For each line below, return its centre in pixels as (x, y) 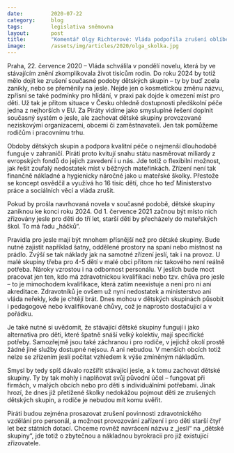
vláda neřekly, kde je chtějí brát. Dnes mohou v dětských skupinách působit (116, 299)
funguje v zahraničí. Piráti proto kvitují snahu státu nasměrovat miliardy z (111, 153)
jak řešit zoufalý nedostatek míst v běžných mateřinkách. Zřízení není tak (112, 168)
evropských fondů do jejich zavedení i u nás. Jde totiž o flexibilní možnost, (114, 161)
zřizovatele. (24, 443)
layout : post (36, 33)
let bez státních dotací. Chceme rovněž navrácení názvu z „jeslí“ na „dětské (116, 428)
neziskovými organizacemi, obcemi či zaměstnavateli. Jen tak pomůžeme (112, 125)
